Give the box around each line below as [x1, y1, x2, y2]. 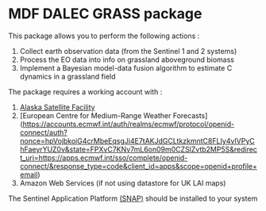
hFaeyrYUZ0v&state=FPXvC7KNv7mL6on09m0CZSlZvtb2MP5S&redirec [19, 144, 258, 154]
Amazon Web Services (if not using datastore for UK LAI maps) [19, 178, 226, 187]
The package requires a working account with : [8, 86, 163, 96]
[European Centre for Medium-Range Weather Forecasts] [19, 110, 208, 120]
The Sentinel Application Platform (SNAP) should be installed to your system [8, 194, 258, 203]
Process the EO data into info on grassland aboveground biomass [19, 55, 234, 64]
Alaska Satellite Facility [19, 102, 95, 112]
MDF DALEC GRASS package [8, 5, 202, 23]
